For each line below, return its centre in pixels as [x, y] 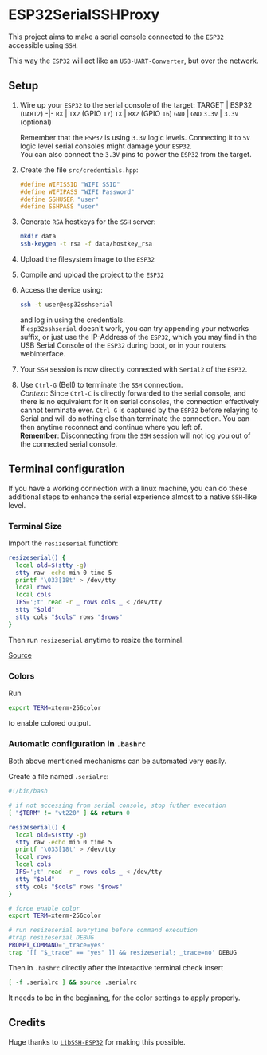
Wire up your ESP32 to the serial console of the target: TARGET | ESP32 [136, 104]
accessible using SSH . [43, 45]
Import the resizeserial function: [63, 543]
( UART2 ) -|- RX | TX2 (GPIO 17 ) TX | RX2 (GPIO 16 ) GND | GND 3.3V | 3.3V [129, 113]
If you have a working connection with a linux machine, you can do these [128, 488]
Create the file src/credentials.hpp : [79, 170]
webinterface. [43, 353]
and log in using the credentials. [73, 320]
